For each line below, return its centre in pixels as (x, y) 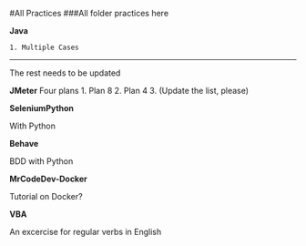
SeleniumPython (42, 108)
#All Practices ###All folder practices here (89, 13)
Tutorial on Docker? (46, 196)
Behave (24, 143)
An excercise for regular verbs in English (86, 232)
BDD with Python (41, 161)
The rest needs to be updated (65, 73)
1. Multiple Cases (44, 47)
